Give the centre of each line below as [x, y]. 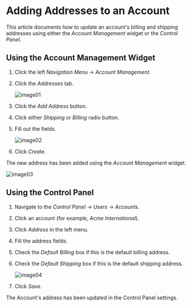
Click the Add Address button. [51, 106]
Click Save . [28, 286]
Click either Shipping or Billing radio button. [67, 117]
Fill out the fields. [35, 129]
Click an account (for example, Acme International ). [77, 218]
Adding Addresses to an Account [88, 11]
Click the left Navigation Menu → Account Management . [82, 72]
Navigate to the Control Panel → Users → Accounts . [77, 207]
